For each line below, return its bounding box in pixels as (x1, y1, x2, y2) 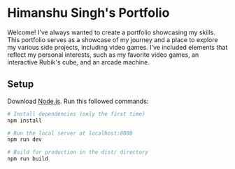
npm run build (7, 156, 49, 163)
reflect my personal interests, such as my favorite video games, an (7, 50, 199, 59)
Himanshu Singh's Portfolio (7, 5, 170, 21)
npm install (7, 117, 42, 124)
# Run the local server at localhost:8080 (7, 130, 133, 137)
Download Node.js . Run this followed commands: (7, 97, 149, 105)
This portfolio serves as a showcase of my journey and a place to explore (7, 35, 218, 43)
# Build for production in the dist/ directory (7, 149, 149, 156)
